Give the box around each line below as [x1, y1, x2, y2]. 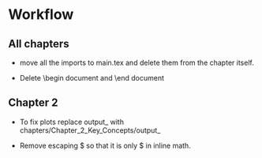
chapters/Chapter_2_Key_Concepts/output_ [19, 125, 161, 135]
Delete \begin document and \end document [19, 73, 164, 82]
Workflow [8, 6, 74, 24]
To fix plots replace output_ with [19, 117, 125, 126]
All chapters [8, 37, 69, 51]
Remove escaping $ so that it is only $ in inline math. [19, 141, 191, 150]
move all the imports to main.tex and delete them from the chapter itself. [19, 58, 254, 67]
